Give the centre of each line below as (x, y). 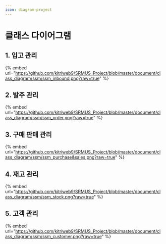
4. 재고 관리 (22, 174)
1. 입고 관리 (21, 56)
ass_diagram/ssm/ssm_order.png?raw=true (49, 118)
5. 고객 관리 (22, 214)
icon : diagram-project (28, 10)
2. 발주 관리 (22, 95)
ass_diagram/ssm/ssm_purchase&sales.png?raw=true (60, 157)
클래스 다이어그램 (38, 36)
